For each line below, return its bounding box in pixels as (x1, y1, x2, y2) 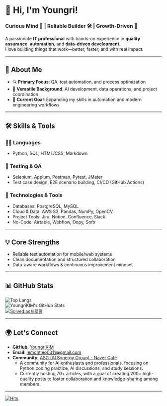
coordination (12, 92, 39, 98)
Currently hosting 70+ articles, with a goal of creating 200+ (19, 371, 142, 377)
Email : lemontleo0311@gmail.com (12, 349, 82, 355)
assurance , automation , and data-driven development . (5, 41, 121, 47)
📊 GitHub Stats (5, 281, 54, 290)
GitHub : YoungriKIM (12, 344, 54, 350)
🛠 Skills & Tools (5, 121, 56, 130)
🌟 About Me (5, 65, 42, 74)
